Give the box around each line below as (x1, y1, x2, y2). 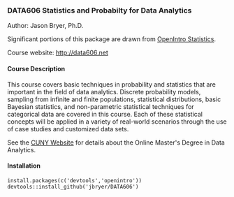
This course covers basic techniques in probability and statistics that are (7, 80, 217, 89)
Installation (7, 161, 41, 170)
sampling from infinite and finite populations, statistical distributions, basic (7, 95, 221, 103)
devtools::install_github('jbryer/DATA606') (7, 183, 139, 190)
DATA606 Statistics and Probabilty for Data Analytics (7, 6, 192, 15)
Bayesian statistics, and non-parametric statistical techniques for (7, 102, 194, 110)
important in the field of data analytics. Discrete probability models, (7, 87, 201, 96)
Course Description (7, 64, 65, 73)
